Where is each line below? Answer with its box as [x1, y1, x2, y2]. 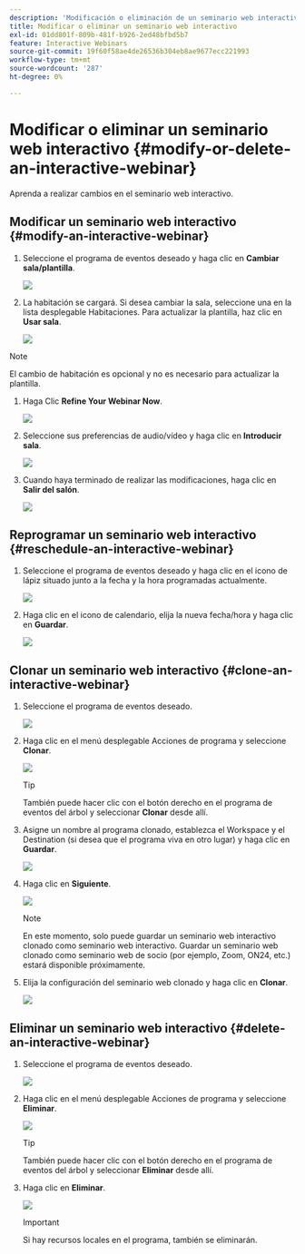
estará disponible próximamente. [22, 959, 146, 971]
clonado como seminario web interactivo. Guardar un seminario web [22, 940, 279, 951]
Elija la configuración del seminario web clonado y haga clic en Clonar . [22, 977, 289, 988]
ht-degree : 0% [9, 73, 64, 82]
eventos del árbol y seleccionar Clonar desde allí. [22, 807, 209, 818]
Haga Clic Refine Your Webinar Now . [22, 396, 163, 407]
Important [22, 1217, 60, 1228]
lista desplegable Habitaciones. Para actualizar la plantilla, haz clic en [22, 306, 283, 318]
